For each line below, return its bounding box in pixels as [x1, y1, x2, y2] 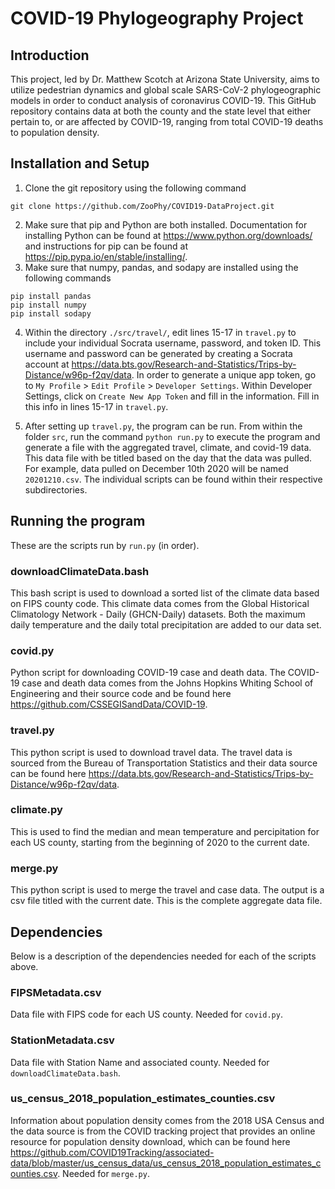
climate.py [10, 803, 63, 817]
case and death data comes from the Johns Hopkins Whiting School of [21, 677, 314, 689]
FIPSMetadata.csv [10, 985, 102, 999]
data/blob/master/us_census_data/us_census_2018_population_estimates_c [10, 1157, 322, 1169]
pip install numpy [10, 300, 87, 310]
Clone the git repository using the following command [24, 182, 247, 194]
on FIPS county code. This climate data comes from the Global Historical [10, 597, 310, 609]
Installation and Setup [10, 155, 150, 172]
